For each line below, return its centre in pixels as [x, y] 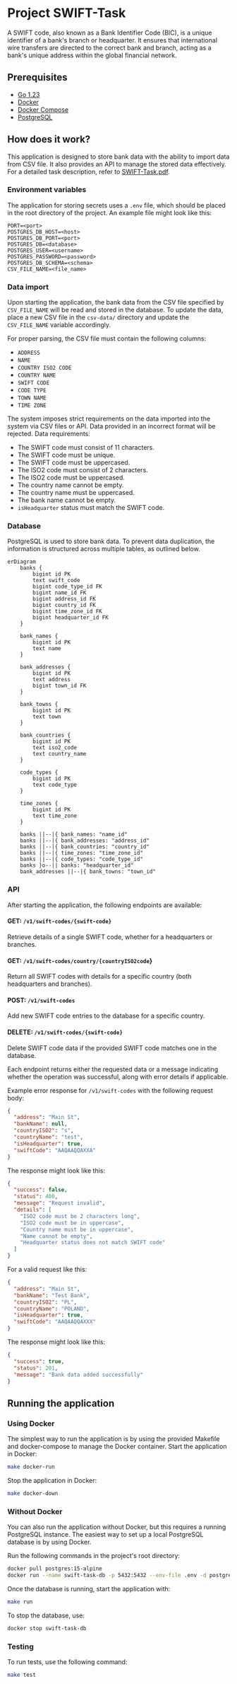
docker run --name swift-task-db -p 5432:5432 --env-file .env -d [107, 1576]
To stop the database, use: [46, 1615]
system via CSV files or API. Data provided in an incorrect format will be [111, 426]
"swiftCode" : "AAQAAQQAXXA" [55, 1150]
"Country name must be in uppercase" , [77, 1229]
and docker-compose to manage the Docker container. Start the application [117, 1447]
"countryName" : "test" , [48, 1137]
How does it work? [49, 140]
